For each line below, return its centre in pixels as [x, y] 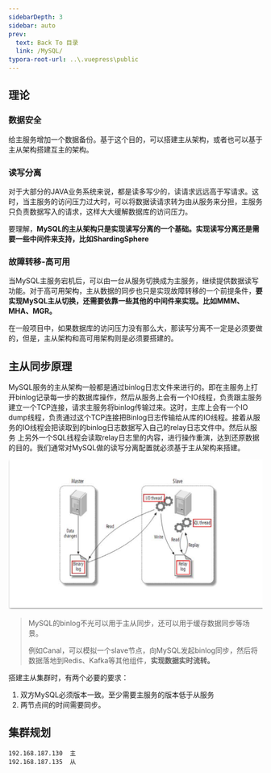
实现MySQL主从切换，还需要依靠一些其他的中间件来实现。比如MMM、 [126, 301]
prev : [17, 34]
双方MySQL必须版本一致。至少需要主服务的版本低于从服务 [117, 695]
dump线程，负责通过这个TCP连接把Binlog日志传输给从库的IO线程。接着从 [131, 418]
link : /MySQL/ [39, 51]
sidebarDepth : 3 [35, 17]
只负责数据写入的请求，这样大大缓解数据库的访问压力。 [100, 211]
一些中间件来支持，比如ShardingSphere [82, 239]
